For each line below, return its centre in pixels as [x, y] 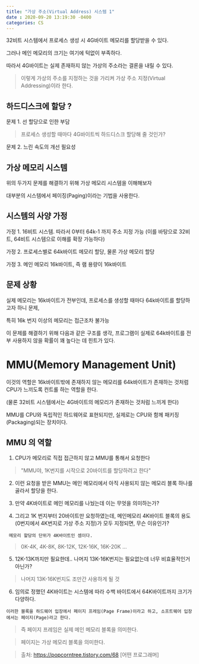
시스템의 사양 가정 [37, 216]
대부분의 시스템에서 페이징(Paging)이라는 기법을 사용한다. [73, 196]
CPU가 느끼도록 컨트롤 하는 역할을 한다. [52, 389]
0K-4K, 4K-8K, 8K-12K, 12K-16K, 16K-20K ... [74, 547]
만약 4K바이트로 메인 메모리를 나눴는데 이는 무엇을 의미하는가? [87, 503]
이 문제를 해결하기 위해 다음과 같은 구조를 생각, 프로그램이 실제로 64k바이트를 [96, 333]
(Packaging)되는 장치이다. [37, 422]
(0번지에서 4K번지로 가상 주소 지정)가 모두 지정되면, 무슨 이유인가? [92, 523]
